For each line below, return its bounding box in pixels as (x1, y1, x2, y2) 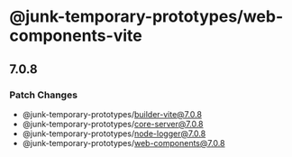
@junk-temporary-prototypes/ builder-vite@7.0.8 (22, 108, 203, 119)
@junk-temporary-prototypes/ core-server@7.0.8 (22, 118, 205, 129)
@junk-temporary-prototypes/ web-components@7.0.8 (22, 137, 225, 148)
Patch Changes (9, 88, 78, 101)
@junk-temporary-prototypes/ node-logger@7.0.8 (22, 128, 206, 139)
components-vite (9, 25, 142, 46)
